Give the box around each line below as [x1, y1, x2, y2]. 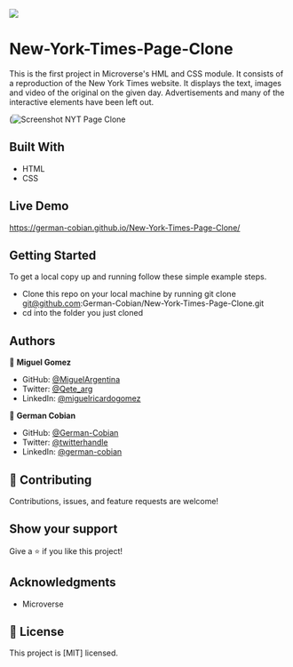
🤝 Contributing [9, 472, 92, 487]
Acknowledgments [9, 575, 117, 591]
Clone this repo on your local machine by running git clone [21, 289, 237, 300]
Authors [9, 333, 56, 349]
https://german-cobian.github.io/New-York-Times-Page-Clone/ [9, 222, 241, 233]
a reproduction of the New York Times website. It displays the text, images [9, 77, 282, 88]
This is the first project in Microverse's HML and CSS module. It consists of [9, 68, 284, 79]
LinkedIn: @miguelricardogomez [21, 393, 141, 404]
